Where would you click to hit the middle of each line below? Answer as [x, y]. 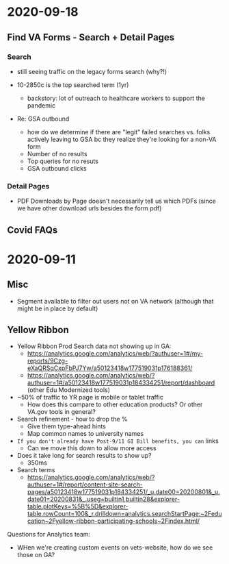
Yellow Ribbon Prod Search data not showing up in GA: [94, 346]
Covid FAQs [32, 230]
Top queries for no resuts [63, 161]
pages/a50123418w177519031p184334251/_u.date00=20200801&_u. [123, 492]
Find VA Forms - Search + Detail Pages [91, 37]
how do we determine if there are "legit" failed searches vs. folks [119, 132]
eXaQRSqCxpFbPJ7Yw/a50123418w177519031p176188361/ [110, 368]
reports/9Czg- [48, 361]
